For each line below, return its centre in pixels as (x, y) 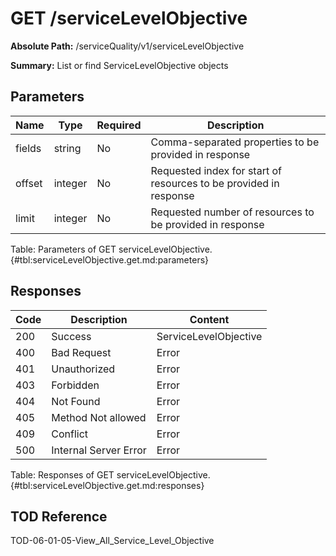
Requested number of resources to (232, 212)
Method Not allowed (99, 417)
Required (119, 125)
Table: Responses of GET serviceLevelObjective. (110, 474)
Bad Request (81, 352)
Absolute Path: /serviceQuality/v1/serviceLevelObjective (127, 46)
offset (29, 183)
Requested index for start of (216, 170)
